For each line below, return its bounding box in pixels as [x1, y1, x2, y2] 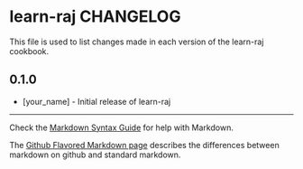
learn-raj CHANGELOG [9, 6, 181, 27]
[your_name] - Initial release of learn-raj [22, 96, 171, 107]
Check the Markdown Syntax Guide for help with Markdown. [9, 122, 234, 133]
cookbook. [9, 45, 50, 56]
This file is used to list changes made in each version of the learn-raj [9, 36, 264, 47]
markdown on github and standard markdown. [9, 149, 181, 160]
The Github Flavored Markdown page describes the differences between [9, 139, 280, 150]
